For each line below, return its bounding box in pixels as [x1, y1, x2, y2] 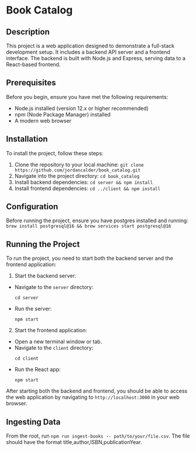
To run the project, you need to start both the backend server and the [6, 255, 174, 262]
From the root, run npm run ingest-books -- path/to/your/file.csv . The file [6, 432, 190, 439]
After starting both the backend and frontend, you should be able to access [6, 387, 188, 395]
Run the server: [14, 305, 52, 312]
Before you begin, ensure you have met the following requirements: [6, 93, 169, 100]
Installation [6, 134, 48, 144]
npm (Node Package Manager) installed [14, 111, 111, 118]
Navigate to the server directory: [14, 284, 94, 291]
